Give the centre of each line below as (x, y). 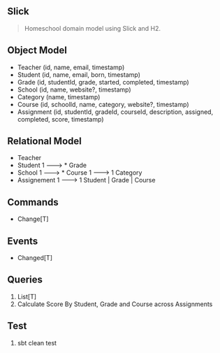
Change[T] (33, 219)
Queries (25, 280)
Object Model (37, 51)
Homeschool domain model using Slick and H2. (93, 28)
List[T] (27, 296)
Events (23, 241)
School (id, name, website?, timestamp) (74, 89)
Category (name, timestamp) (59, 96)
